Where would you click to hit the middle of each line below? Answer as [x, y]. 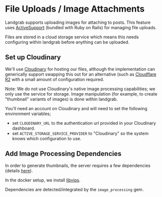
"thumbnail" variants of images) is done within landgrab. [62, 99]
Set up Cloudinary [33, 57]
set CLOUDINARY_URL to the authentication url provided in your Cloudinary [84, 123]
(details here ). [19, 170]
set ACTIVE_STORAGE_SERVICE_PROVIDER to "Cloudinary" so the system [80, 133]
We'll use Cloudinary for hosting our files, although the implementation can [80, 69]
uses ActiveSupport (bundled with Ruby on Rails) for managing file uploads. [81, 27]
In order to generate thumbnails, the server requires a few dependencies [78, 165]
